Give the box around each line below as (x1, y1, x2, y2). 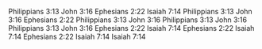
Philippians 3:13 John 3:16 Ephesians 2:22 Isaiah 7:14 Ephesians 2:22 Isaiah (8, 24, 255, 32)
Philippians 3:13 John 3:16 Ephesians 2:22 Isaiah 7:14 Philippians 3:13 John (8, 7, 252, 16)
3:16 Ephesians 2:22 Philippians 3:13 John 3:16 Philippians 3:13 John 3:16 (8, 15, 248, 24)
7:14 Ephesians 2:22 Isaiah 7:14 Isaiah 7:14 (8, 32, 146, 41)
